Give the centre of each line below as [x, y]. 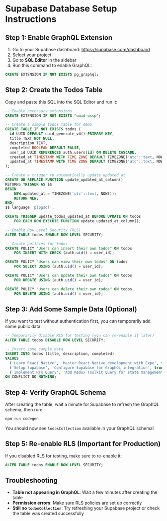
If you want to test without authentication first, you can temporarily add [78, 321]
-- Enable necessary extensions [39, 111]
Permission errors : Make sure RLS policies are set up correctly [77, 503]
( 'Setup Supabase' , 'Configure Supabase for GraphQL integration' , [81, 368]
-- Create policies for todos [37, 244]
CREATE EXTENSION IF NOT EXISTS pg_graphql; [52, 75]
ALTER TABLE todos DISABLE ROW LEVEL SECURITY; [55, 340]
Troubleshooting [32, 480]
